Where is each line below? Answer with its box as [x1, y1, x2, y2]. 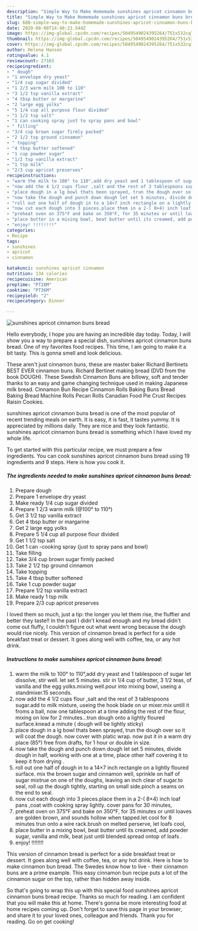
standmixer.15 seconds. [15, 689, 72, 696]
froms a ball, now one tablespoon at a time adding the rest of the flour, [15, 708, 186, 715]
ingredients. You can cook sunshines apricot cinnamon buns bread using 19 [6, 452, 190, 459]
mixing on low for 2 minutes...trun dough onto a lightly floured [15, 714, 165, 721]
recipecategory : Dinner [6, 298, 65, 304]
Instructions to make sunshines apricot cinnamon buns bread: [6, 655, 163, 662]
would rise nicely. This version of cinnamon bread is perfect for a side [6, 630, 176, 637]
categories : [6, 227, 36, 233]
